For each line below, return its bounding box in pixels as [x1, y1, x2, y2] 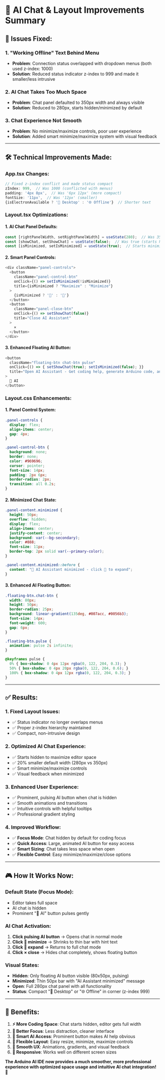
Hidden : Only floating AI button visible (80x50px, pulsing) [12, 973, 129, 979]
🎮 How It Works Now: [5, 871, 74, 880]
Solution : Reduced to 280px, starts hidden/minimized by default [12, 105, 142, 111]
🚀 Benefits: [5, 1008, 40, 1016]
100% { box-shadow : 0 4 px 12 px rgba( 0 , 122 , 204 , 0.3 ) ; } [9, 670, 131, 675]
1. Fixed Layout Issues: [5, 708, 60, 715]
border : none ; [9, 454, 38, 459]
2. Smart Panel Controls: [5, 254, 56, 260]
